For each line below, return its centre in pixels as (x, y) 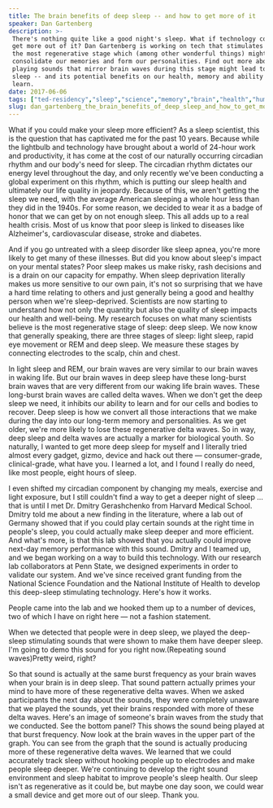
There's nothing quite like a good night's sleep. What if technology (134, 39)
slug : (17, 107)
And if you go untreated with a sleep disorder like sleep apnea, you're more (134, 250)
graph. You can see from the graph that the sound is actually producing (128, 743)
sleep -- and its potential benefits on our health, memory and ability (138, 76)
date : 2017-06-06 (38, 92)
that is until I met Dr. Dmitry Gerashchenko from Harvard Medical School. (130, 506)
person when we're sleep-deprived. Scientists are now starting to (118, 301)
